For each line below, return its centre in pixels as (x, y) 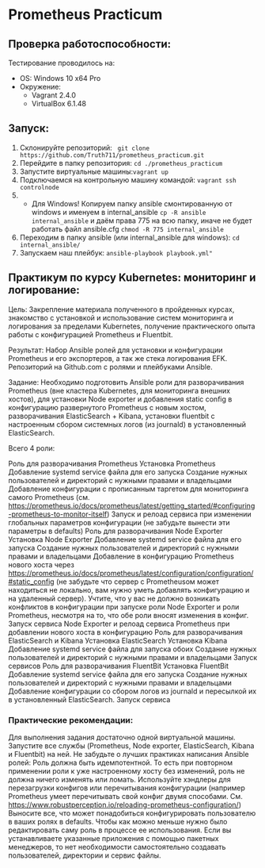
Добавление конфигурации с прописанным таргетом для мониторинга (129, 489)
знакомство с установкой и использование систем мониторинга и (121, 317)
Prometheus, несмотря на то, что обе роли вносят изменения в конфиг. (129, 615)
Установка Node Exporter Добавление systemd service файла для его (125, 539)
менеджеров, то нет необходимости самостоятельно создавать (117, 847)
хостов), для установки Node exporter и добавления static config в (120, 399)
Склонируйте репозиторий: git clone (85, 148)
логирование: (44, 290)
